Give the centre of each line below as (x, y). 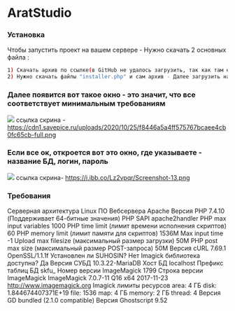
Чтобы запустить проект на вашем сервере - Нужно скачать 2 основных (117, 50)
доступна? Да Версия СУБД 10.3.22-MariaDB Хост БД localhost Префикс (115, 263)
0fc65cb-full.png (32, 134)
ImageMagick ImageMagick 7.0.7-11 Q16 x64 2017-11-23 (88, 278)
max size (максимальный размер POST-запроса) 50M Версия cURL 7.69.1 (116, 248)
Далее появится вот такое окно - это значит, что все (101, 95)
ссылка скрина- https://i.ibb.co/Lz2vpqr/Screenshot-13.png (103, 177)
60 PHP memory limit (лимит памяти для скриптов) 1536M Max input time (115, 233)
